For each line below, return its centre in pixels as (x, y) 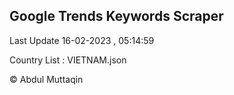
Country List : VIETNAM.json (68, 60)
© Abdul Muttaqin (46, 79)
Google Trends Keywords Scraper (116, 16)
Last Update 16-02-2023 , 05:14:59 (82, 40)
